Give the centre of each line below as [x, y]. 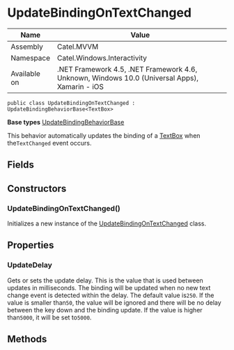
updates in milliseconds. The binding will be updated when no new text [109, 287]
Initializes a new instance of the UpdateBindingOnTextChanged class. [107, 223]
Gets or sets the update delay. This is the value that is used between [105, 280]
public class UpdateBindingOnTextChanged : [71, 103]
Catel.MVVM [78, 47]
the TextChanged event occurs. [49, 143]
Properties [31, 245]
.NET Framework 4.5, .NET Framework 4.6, [127, 69]
